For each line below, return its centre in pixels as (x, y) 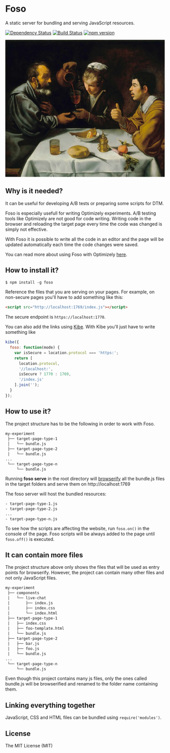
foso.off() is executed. (30, 539)
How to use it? (28, 412)
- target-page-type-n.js (31, 519)
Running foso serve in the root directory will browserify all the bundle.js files (85, 478)
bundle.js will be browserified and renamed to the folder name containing (81, 684)
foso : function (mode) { (35, 348)
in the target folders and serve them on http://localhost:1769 (68, 484)
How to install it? (32, 270)
